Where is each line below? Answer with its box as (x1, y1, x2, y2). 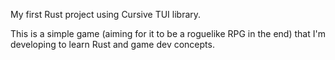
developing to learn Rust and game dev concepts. (10, 39, 215, 50)
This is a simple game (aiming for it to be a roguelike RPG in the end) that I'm (10, 28, 326, 39)
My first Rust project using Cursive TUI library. (10, 9, 202, 20)
